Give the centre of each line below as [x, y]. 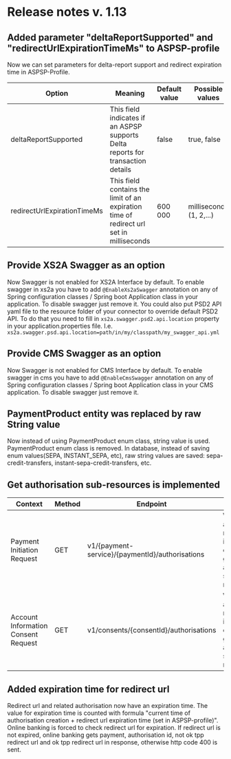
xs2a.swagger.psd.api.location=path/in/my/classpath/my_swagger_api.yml [113, 332]
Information [29, 626]
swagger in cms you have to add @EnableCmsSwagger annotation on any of [110, 377]
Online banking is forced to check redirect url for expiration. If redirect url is [114, 728]
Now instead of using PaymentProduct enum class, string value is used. [109, 441]
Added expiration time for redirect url [88, 689]
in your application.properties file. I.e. [60, 326]
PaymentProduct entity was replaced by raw [104, 414]
